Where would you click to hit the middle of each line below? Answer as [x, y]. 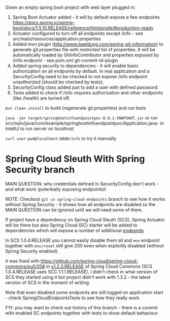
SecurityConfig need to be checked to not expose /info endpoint [80, 76]
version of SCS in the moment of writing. [48, 282]
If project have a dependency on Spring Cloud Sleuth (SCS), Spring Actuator [85, 219]
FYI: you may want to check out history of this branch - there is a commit [81, 307]
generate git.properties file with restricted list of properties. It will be [84, 50]
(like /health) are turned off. [41, 98]
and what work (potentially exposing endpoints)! [56, 189]
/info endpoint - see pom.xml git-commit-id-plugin [65, 60]
